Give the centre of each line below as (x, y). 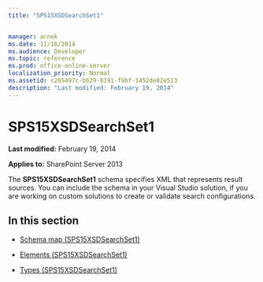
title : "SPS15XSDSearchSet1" (56, 15)
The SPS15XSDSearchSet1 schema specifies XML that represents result (126, 179)
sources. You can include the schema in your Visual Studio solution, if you (128, 187)
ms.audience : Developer (47, 51)
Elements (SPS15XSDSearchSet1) (73, 255)
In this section (44, 220)
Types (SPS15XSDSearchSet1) (69, 270)
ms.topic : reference (42, 59)
